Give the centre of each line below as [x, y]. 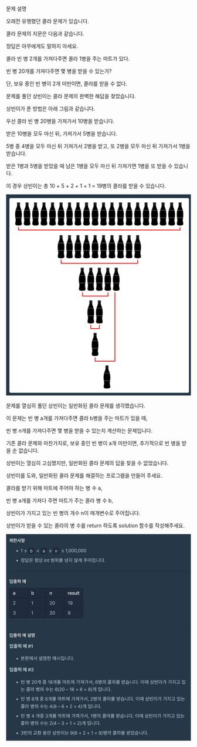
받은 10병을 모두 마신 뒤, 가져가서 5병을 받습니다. [62, 134]
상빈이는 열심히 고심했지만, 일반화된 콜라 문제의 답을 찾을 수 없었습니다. [87, 463]
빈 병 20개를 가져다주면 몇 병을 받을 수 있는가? [59, 71]
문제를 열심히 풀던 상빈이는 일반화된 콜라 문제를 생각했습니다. [76, 405]
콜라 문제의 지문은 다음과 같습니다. [45, 34]
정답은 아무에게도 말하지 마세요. [42, 46]
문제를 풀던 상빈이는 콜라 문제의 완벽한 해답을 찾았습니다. [71, 96]
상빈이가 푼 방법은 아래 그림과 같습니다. [51, 109]
